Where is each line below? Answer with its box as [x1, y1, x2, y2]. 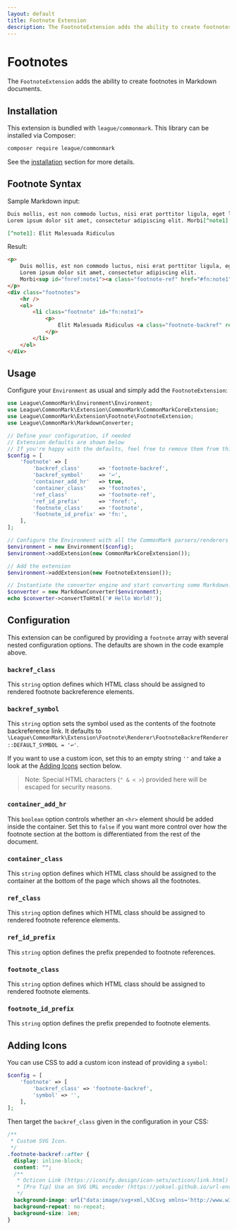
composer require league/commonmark [7, 145, 115, 152]
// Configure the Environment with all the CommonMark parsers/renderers [7, 537, 229, 544]
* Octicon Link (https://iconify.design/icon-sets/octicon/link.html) [16, 1177, 229, 1184]
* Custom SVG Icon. [10, 1138, 68, 1145]
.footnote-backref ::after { [7, 1150, 90, 1157]
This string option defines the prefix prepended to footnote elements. [7, 1019, 211, 1028]
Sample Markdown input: [7, 197, 80, 205]
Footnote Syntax [7, 178, 82, 190]
